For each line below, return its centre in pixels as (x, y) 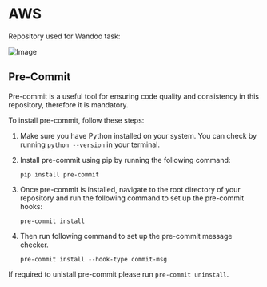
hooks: (31, 206)
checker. (34, 245)
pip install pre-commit (60, 174)
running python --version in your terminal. (90, 144)
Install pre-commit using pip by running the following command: (125, 160)
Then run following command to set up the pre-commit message (126, 236)
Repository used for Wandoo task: (64, 36)
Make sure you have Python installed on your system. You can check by (138, 135)
